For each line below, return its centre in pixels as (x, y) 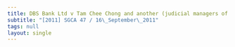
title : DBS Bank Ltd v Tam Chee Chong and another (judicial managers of (118, 13)
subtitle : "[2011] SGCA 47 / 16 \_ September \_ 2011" (83, 20)
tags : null (23, 26)
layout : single (30, 33)
